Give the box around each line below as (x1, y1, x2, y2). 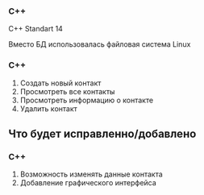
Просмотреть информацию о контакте (19, 95, 154, 105)
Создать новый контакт (19, 78, 102, 88)
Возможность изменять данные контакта (19, 169, 163, 179)
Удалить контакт (19, 103, 78, 114)
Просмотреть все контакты (19, 86, 115, 96)
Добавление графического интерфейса (19, 178, 157, 188)
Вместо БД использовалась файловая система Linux (8, 39, 191, 49)
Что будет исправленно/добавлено (8, 127, 197, 140)
